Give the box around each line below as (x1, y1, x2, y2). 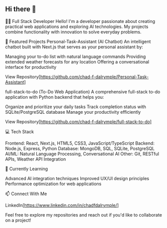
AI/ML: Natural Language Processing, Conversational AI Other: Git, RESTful (5, 151, 160, 157)
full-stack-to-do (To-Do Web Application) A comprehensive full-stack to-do (5, 88, 161, 95)
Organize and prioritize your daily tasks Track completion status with (5, 103, 146, 110)
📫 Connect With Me (5, 191, 47, 197)
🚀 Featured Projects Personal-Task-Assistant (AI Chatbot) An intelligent (5, 38, 151, 44)
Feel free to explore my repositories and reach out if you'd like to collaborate (5, 212, 162, 218)
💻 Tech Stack (5, 128, 34, 135)
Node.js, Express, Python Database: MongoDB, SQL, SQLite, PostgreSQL (5, 145, 155, 151)
